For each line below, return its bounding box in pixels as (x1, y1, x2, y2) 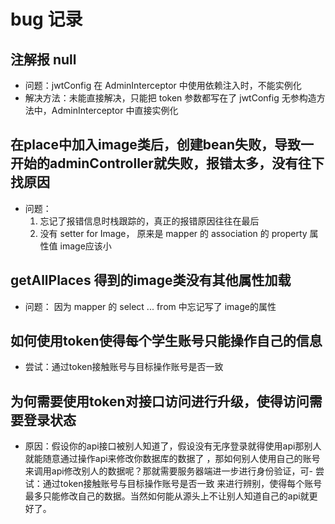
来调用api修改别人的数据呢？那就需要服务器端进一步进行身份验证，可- (24, 465, 314, 477)
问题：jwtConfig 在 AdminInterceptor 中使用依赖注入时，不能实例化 (24, 80, 302, 91)
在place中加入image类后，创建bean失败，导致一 (10, 136, 315, 154)
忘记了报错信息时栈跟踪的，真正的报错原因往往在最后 (39, 215, 260, 227)
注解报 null (10, 51, 77, 68)
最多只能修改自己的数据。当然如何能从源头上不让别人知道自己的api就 (24, 490, 310, 502)
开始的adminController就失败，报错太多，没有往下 (10, 155, 325, 172)
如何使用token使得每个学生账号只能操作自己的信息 (10, 333, 323, 350)
